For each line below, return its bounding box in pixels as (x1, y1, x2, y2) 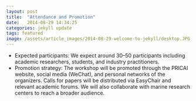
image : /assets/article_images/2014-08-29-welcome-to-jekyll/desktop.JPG (6, 36, 191, 42)
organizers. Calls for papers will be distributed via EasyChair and (14, 77, 171, 84)
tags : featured (6, 31, 43, 36)
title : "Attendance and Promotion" (6, 14, 96, 20)
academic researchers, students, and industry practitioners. (14, 58, 160, 65)
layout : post (6, 8, 38, 15)
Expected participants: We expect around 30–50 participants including (14, 52, 185, 59)
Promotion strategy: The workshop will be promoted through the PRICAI (14, 65, 188, 71)
